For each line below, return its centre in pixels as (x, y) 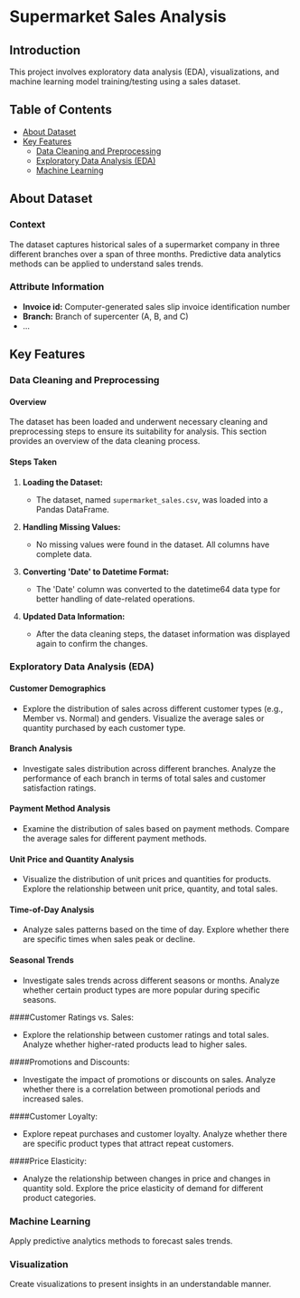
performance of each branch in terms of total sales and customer (144, 778)
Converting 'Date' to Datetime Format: (96, 572)
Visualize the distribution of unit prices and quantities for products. (146, 880)
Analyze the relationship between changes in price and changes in (146, 1178)
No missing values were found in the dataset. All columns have (153, 544)
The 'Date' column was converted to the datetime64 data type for (158, 589)
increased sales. (53, 1099)
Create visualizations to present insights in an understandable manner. (141, 1284)
